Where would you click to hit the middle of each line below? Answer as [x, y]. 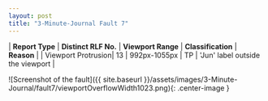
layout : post [30, 16]
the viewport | [32, 63]
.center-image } [203, 88]
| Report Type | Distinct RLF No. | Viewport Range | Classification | [123, 46]
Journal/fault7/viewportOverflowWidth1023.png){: [92, 88]
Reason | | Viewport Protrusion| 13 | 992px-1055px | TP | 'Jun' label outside [134, 55]
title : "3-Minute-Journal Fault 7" [69, 23]
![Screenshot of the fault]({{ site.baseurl [75, 79]
